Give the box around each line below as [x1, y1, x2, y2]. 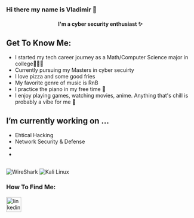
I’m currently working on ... [6, 116, 109, 126]
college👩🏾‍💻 [14, 60, 44, 68]
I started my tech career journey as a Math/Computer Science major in [14, 54, 189, 61]
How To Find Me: [6, 183, 56, 191]
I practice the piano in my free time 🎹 [14, 86, 106, 93]
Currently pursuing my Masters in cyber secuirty [14, 66, 134, 74]
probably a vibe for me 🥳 [14, 98, 76, 105]
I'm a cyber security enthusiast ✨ [58, 20, 143, 28]
